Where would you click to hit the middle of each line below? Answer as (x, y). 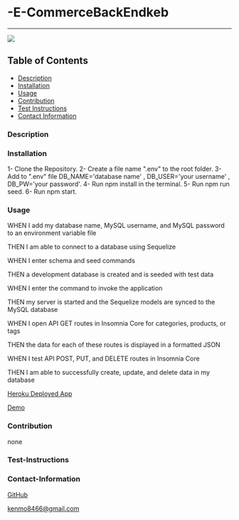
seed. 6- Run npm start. (42, 191)
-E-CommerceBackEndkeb (88, 12)
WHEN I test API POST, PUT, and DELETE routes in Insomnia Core (104, 359)
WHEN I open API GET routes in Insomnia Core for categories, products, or (117, 323)
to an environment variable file (52, 233)
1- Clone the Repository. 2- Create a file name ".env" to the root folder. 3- (115, 169)
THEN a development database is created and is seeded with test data (111, 274)
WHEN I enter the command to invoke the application (85, 288)
